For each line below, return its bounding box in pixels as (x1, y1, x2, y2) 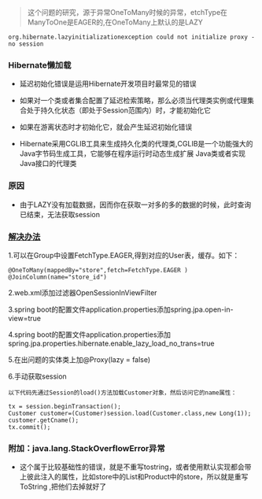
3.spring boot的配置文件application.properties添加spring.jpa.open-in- (8, 305, 234, 314)
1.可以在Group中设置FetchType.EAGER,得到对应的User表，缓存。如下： (8, 250, 240, 260)
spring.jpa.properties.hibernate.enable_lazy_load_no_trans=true (8, 338, 215, 348)
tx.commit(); (8, 423, 51, 431)
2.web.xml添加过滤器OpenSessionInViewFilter (8, 287, 157, 298)
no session (8, 40, 44, 48)
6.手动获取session (8, 371, 67, 381)
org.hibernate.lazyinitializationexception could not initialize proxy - (8, 33, 256, 41)
